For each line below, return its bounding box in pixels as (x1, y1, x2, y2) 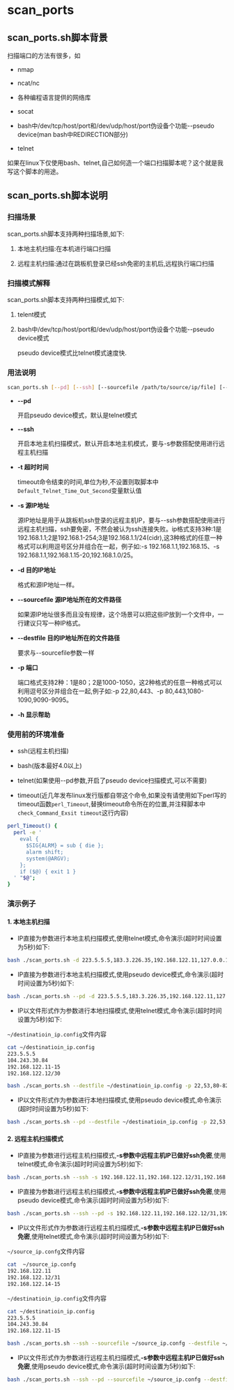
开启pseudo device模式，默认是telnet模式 (17, 411, 137, 420)
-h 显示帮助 (17, 711, 51, 719)
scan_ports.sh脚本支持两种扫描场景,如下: (7, 229, 125, 238)
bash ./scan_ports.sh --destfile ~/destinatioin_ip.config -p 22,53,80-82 (7, 1082, 229, 1089)
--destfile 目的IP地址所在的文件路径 (17, 634, 120, 642)
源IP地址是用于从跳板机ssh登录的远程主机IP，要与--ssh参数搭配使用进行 (17, 516, 226, 524)
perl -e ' (13, 829, 42, 836)
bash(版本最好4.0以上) (17, 762, 82, 770)
